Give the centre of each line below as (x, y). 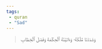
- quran (18, 17)
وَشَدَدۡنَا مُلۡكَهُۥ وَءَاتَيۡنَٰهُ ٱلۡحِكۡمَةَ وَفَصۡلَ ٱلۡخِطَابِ (58, 40)
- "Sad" (18, 22)
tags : (13, 12)
